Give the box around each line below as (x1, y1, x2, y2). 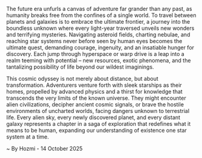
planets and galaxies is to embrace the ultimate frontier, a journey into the (6, 18, 190, 25)
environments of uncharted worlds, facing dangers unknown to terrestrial (6, 108, 190, 114)
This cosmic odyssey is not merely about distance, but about (6, 75, 159, 82)
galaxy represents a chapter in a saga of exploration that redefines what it (6, 120, 191, 127)
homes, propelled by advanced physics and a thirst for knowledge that (6, 88, 183, 95)
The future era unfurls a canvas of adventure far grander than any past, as (6, 5, 192, 12)
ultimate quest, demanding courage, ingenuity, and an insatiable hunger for (6, 44, 195, 51)
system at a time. (6, 133, 50, 140)
